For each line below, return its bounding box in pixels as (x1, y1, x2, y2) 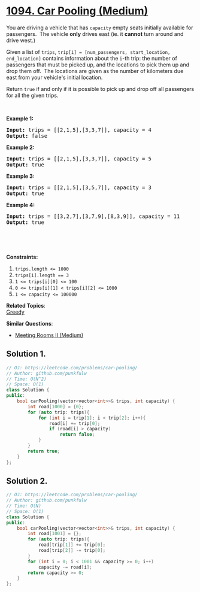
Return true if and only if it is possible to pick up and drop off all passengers (6, 85, 195, 92)
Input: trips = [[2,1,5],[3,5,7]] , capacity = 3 (6, 184, 151, 191)
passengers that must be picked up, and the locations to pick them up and (6, 61, 190, 68)
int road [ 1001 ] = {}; (28, 531, 82, 537)
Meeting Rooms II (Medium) (14, 331, 84, 339)
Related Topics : (6, 302, 46, 309)
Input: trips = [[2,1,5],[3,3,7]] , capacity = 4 (6, 126, 151, 133)
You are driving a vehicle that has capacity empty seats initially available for (6, 24, 193, 31)
